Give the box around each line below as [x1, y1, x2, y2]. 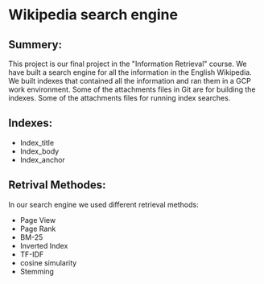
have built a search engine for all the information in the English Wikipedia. [8, 68, 252, 77]
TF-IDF [19, 249, 44, 259]
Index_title [19, 138, 55, 147]
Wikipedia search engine [8, 6, 179, 24]
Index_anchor [19, 154, 66, 164]
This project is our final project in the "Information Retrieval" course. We [8, 59, 247, 68]
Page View [19, 215, 56, 224]
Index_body [19, 146, 60, 156]
